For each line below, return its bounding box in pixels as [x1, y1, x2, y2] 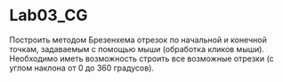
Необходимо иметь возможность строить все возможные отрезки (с [9, 53, 274, 63]
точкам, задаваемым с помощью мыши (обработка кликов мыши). [9, 43, 265, 54]
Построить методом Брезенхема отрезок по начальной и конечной [9, 34, 267, 45]
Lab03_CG [9, 5, 88, 26]
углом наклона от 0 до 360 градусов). [9, 63, 154, 73]
